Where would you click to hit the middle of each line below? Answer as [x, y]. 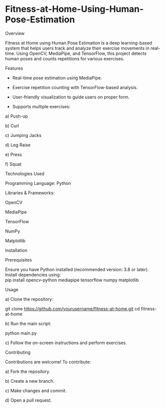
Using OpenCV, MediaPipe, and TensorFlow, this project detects [82, 53]
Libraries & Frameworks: [30, 193]
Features [14, 68]
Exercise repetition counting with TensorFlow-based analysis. [75, 87]
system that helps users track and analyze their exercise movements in [77, 48]
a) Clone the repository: [29, 299]
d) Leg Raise [18, 145]
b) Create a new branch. [30, 381]
